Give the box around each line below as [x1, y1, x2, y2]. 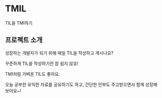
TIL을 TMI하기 [5, 20, 33, 26]
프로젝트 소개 [5, 36, 43, 45]
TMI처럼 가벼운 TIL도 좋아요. [5, 71, 60, 77]
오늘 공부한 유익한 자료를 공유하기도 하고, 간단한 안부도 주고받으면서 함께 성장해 [5, 81, 158, 87]
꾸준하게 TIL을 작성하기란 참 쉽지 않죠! [5, 60, 79, 66]
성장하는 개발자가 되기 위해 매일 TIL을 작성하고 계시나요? [5, 50, 114, 56]
